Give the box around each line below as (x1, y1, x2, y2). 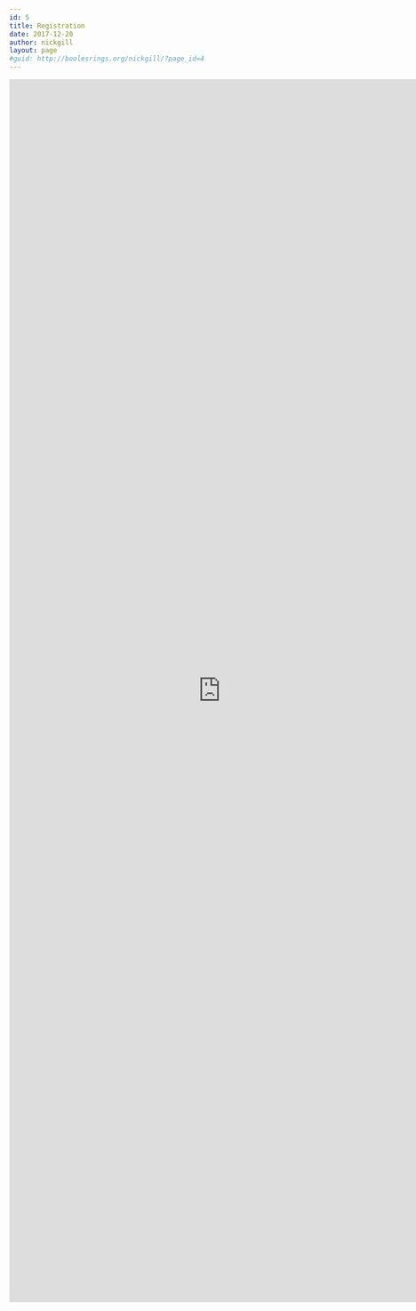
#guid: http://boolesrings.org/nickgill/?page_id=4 (9, 54, 204, 63)
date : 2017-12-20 (9, 29, 74, 38)
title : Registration (9, 21, 86, 30)
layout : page (9, 46, 58, 55)
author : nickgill (9, 37, 74, 47)
